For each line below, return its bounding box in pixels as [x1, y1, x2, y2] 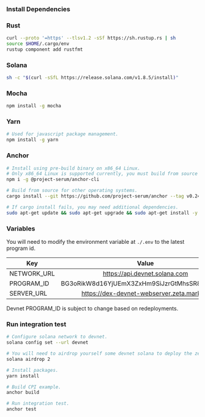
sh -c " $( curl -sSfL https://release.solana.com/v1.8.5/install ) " [6, 75, 179, 81]
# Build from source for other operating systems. [6, 188, 138, 194]
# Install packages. [6, 367, 59, 373]
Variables [6, 224, 35, 233]
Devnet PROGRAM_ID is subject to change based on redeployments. [6, 304, 179, 312]
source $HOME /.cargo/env [6, 41, 70, 47]
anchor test [6, 406, 37, 413]
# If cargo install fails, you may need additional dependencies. [6, 204, 179, 210]
